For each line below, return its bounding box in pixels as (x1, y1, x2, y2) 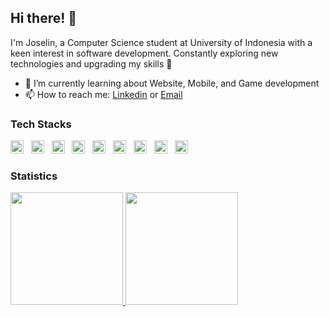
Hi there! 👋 (10, 10, 78, 27)
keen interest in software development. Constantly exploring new (10, 47, 279, 59)
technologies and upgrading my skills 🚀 (10, 57, 173, 70)
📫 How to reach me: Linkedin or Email (24, 88, 183, 100)
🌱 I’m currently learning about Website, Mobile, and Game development (24, 77, 320, 89)
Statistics (10, 169, 58, 183)
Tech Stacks (10, 117, 72, 131)
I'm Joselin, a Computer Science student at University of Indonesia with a (10, 36, 313, 48)
